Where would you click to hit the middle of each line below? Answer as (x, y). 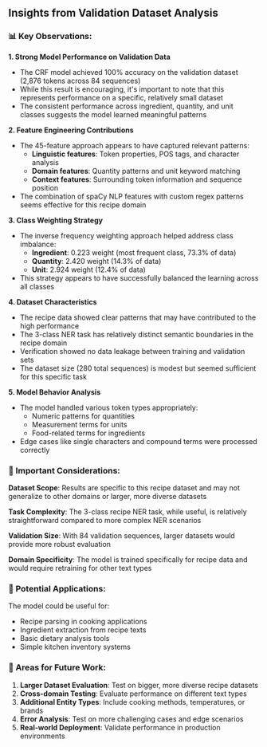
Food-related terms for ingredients (88, 433)
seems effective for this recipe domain (83, 204)
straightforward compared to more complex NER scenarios (105, 520)
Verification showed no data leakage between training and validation (132, 351)
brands (31, 710)
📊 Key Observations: (50, 37)
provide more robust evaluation (60, 544)
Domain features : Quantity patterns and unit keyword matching (136, 171)
